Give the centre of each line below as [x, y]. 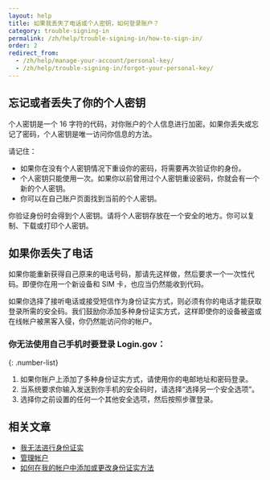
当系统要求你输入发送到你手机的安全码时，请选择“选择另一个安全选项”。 [139, 389]
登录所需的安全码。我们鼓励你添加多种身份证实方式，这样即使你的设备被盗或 [135, 312]
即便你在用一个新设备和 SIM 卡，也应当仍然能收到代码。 [115, 284]
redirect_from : [34, 53]
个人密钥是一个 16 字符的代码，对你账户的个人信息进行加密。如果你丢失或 [130, 124]
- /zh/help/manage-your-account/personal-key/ [95, 61]
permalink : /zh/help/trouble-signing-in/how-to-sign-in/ [106, 38]
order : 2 [23, 46]
